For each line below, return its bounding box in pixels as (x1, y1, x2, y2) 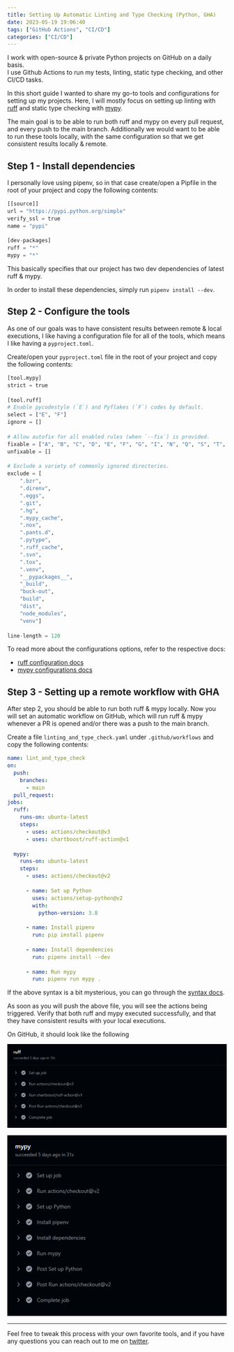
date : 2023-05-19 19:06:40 (7, 18, 86, 26)
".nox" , (19, 522, 42, 529)
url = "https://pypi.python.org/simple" (7, 207, 127, 214)
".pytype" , (19, 536, 52, 544)
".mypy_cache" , (19, 514, 64, 522)
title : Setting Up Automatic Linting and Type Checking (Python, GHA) (7, 11, 217, 18)
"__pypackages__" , (19, 573, 73, 580)
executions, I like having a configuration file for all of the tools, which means (7, 332, 226, 340)
